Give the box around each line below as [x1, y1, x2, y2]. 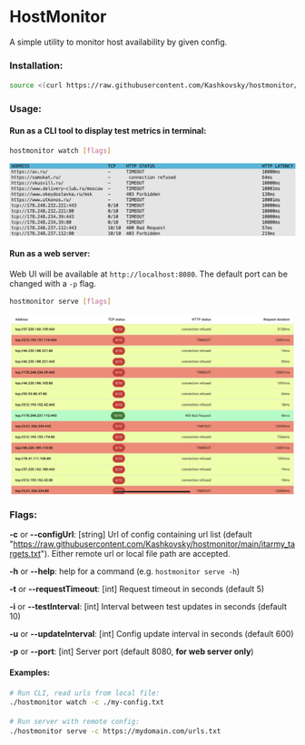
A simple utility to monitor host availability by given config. [9, 36, 228, 47]
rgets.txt [9, 549, 41, 559]
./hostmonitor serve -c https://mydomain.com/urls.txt [9, 727, 221, 736]
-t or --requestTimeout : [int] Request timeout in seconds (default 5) [9, 584, 265, 595]
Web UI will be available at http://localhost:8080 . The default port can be [9, 268, 289, 279]
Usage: [9, 103, 43, 116]
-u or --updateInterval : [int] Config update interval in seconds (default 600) [9, 629, 294, 639]
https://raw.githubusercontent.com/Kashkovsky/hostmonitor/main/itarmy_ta [13, 539, 296, 549]
